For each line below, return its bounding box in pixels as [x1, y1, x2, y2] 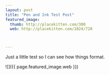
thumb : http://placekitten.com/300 [10, 21, 86, 27]
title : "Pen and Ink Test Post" [5, 12, 74, 17]
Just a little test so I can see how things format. [5, 54, 105, 60]
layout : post [5, 7, 33, 13]
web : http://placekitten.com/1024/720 [10, 27, 93, 32]
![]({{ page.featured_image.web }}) [5, 64, 79, 70]
